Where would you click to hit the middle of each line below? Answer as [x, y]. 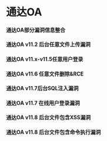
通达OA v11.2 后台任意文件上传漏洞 [49, 44]
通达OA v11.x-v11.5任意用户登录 [45, 59]
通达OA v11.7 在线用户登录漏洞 [43, 103]
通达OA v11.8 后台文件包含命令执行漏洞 [53, 132]
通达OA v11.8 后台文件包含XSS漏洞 [49, 117]
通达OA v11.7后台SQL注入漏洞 [42, 88]
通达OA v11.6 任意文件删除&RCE [45, 74]
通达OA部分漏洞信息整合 [36, 29]
